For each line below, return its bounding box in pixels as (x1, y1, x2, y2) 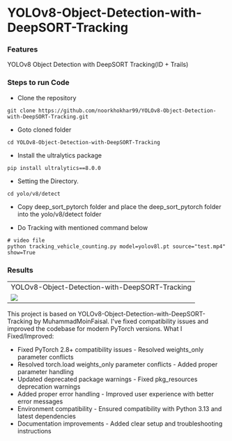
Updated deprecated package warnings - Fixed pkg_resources (17, 375, 198, 384)
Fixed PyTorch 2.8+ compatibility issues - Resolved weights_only (17, 346, 204, 354)
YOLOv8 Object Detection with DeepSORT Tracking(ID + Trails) (7, 61, 189, 69)
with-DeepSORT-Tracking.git (7, 113, 89, 120)
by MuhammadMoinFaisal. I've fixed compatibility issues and (33, 317, 209, 325)
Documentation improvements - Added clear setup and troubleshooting (17, 419, 223, 428)
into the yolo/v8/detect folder (17, 210, 102, 218)
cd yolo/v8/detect (7, 190, 61, 197)
